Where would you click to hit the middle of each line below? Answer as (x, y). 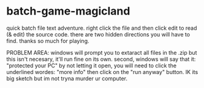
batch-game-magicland (68, 11)
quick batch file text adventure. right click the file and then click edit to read (102, 28)
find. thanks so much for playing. (48, 41)
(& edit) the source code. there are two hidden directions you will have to (98, 34)
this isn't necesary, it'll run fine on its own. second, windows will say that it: (101, 59)
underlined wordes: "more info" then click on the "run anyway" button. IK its (102, 72)
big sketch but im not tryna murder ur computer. (67, 78)
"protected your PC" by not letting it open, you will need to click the (91, 66)
